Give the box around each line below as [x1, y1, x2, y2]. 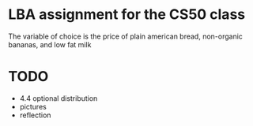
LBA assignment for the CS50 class [8, 6, 246, 24]
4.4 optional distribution [19, 93, 98, 103]
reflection [19, 110, 51, 120]
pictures [19, 102, 47, 111]
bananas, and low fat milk [8, 39, 92, 49]
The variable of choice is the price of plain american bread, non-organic [8, 31, 244, 41]
